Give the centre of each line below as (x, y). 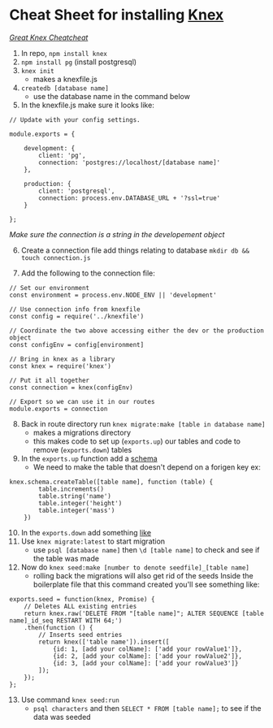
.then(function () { (58, 627)
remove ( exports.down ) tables (82, 449)
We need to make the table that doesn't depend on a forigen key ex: (147, 467)
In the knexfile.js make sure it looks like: (88, 105)
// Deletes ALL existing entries (80, 606)
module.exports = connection (58, 409)
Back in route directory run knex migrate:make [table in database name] (143, 423)
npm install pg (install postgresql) (79, 62)
